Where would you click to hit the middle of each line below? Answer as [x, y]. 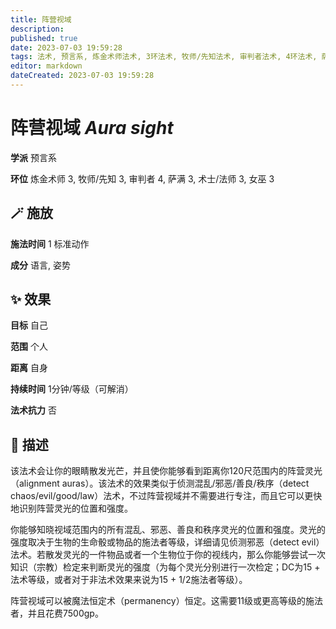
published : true [44, 38]
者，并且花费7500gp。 [57, 613]
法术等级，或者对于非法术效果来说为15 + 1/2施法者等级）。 [129, 580]
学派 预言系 [33, 157]
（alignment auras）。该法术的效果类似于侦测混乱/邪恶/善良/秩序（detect [160, 483]
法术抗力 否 [33, 410]
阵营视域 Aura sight [92, 128]
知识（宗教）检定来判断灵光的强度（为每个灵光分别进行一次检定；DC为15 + [165, 567]
